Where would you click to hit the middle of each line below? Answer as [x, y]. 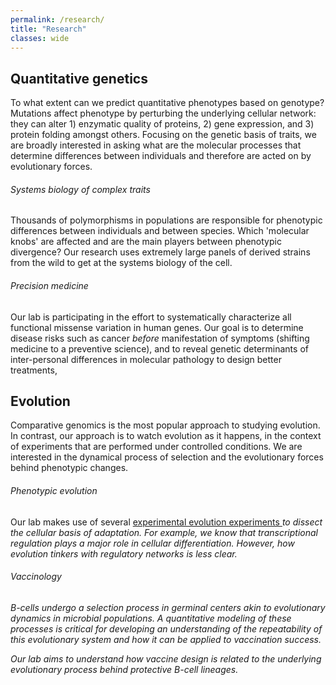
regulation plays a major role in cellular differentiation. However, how [152, 543]
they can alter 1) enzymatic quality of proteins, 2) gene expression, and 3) [162, 124]
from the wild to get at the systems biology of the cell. [121, 263]
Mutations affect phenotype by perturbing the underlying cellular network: [163, 113]
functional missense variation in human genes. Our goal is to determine [157, 327]
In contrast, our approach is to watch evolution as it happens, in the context [166, 436]
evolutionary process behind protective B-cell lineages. [124, 669]
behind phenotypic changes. [69, 468]
